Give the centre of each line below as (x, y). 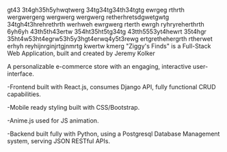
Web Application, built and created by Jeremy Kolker (81, 53)
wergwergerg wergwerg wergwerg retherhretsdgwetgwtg (88, 17)
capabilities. (24, 94)
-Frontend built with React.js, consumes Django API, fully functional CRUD (112, 87)
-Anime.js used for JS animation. (53, 121)
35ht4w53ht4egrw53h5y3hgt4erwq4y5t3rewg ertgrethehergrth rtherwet (110, 39)
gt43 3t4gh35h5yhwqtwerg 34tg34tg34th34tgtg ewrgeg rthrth (96, 10)
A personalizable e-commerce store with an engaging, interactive (99, 66)
